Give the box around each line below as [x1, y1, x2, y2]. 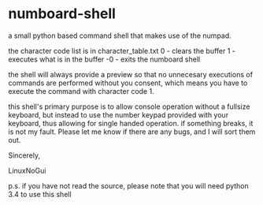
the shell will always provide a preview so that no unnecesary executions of [8, 69, 254, 79]
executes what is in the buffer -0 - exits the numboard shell [8, 54, 201, 64]
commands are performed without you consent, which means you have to [8, 78, 248, 88]
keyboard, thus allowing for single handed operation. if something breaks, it [8, 118, 254, 128]
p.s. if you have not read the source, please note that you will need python [8, 181, 250, 190]
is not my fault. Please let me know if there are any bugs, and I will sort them [8, 127, 256, 136]
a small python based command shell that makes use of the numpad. [8, 31, 232, 40]
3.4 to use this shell [8, 189, 72, 199]
